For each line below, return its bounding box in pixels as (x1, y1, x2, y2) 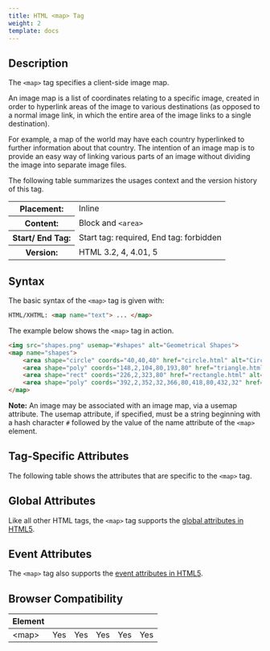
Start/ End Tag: (12, 232, 72, 244)
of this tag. (8, 184, 44, 194)
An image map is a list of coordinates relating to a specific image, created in (8, 93, 260, 103)
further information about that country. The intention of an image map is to (8, 143, 255, 153)
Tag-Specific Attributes (8, 449, 129, 463)
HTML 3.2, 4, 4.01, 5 (79, 246, 158, 257)
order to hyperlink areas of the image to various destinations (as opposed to (8, 102, 260, 112)
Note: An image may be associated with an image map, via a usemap (8, 401, 238, 410)
